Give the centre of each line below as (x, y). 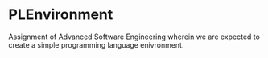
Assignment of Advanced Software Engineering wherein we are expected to (134, 37)
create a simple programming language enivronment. (96, 44)
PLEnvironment (61, 15)
